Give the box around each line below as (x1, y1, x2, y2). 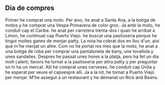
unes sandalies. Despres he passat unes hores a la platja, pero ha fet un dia (5, 54, 159, 59)
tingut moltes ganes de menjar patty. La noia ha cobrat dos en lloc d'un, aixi (5, 38, 160, 44)
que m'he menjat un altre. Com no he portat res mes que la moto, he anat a (5, 43, 158, 49)
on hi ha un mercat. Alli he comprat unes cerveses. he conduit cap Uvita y (5, 64, 156, 70)
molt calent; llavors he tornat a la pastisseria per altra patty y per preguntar (5, 58, 158, 64)
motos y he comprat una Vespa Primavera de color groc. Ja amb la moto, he (5, 22, 161, 28)
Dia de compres (5, 4, 54, 12)
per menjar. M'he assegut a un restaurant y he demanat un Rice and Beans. (5, 74, 159, 80)
